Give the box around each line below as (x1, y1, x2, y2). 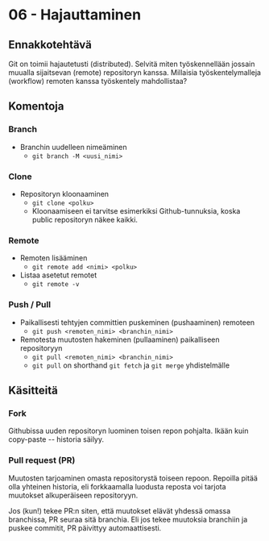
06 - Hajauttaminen (8, 6, 142, 24)
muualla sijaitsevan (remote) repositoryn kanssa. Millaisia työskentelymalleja (8, 68, 262, 77)
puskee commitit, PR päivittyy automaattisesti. (8, 522, 162, 533)
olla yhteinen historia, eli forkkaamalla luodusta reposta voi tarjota (8, 481, 227, 491)
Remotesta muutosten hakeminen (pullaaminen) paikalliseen (19, 335, 220, 344)
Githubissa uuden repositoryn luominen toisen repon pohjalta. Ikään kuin (8, 426, 249, 436)
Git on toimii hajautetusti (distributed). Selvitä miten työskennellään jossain (8, 59, 255, 69)
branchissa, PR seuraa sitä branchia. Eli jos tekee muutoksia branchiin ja (8, 514, 248, 524)
